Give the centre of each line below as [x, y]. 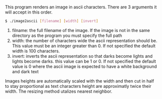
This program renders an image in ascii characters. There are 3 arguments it [81, 7]
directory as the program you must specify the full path [67, 35]
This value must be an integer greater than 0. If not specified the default [84, 46]
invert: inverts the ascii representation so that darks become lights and [82, 56]
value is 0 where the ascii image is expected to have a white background [84, 66]
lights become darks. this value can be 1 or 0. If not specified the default [84, 61]
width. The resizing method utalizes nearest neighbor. [59, 91]
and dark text [25, 71]
